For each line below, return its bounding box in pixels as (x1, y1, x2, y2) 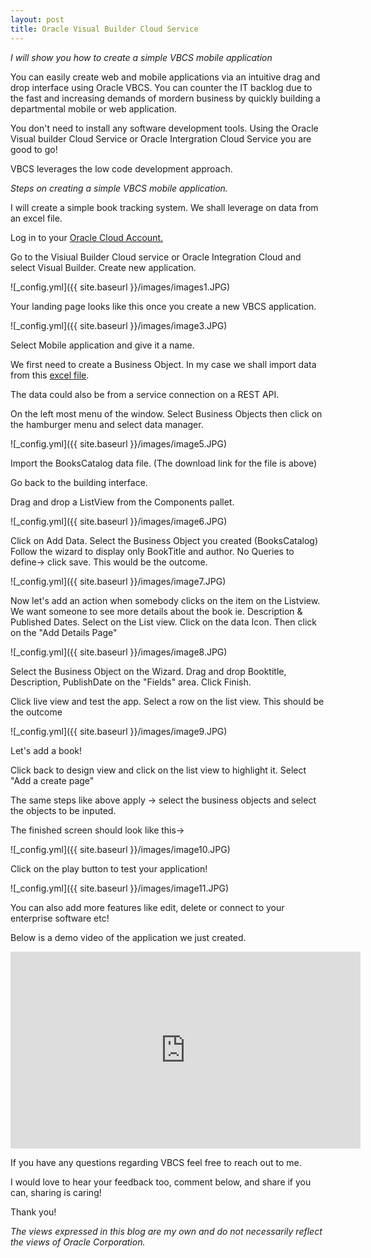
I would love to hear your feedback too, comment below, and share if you (10, 1176, 312, 1188)
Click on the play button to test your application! (10, 862, 208, 875)
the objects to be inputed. (10, 804, 117, 816)
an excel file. (10, 212, 63, 224)
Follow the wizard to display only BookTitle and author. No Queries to (10, 545, 295, 557)
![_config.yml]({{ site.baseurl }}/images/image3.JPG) (10, 319, 228, 331)
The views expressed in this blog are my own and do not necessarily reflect (10, 1225, 323, 1237)
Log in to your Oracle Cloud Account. (10, 231, 164, 243)
